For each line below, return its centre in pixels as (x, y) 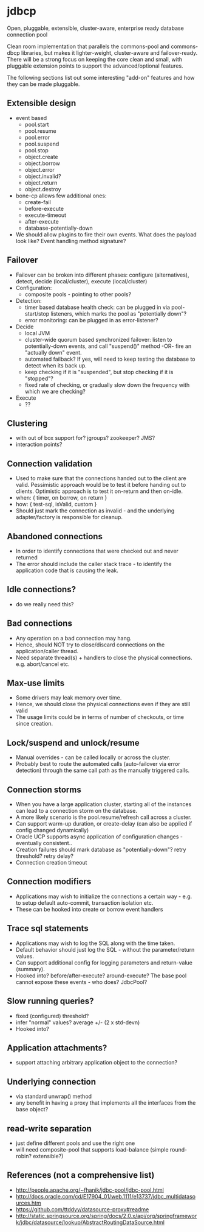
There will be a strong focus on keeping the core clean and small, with (95, 59)
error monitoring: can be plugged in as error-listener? (91, 320)
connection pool (27, 34)
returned (27, 558)
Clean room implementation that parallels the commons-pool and (88, 46)
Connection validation (50, 463)
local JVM (37, 333)
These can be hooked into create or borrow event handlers (89, 909)
